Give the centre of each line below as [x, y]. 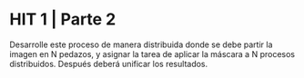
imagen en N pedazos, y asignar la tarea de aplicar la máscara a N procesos [152, 54]
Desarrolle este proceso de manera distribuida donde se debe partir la [141, 44]
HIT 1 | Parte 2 [63, 19]
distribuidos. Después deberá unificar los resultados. [109, 63]
